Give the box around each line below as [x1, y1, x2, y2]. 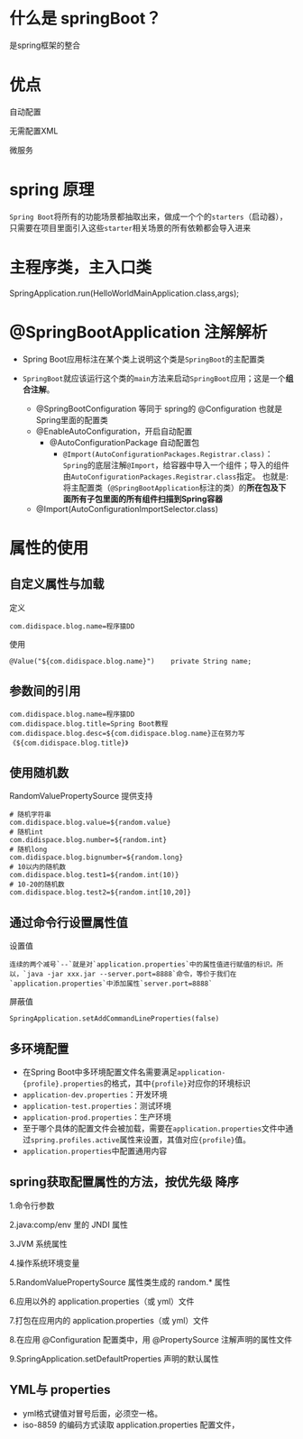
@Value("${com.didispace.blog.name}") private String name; [9, 656, 252, 665]
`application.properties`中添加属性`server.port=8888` [9, 979, 214, 988]
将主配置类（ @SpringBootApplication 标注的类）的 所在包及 [62, 481, 279, 492]
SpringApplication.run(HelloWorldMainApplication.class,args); [9, 288, 240, 298]
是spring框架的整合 [9, 40, 81, 50]
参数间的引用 [9, 683, 81, 699]
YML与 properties [9, 1382, 111, 1398]
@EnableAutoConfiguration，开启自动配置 [35, 426, 193, 436]
